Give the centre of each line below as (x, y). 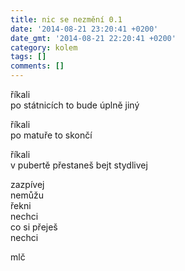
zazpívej (27, 184)
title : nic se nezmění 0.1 (66, 19)
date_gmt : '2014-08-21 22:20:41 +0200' (93, 38)
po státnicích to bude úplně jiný (75, 105)
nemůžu (27, 195)
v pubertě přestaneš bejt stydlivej (79, 165)
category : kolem (44, 47)
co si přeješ (34, 227)
